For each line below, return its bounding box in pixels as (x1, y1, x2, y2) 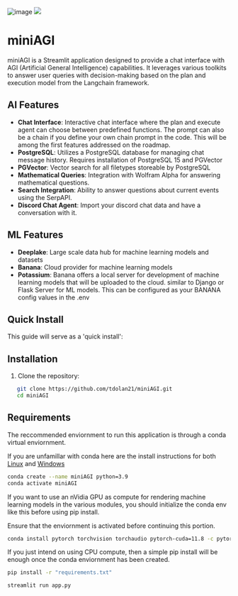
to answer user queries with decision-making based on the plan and (7, 71, 206, 79)
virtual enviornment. (7, 438, 66, 446)
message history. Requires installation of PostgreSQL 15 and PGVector (17, 155, 223, 164)
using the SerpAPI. (17, 193, 72, 202)
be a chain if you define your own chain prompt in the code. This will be (17, 133, 227, 141)
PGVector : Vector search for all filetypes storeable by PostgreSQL (17, 163, 211, 172)
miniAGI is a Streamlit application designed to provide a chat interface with (7, 55, 225, 64)
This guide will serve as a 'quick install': (7, 332, 123, 341)
